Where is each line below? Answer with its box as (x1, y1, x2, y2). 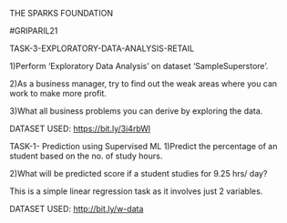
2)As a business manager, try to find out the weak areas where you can (9, 78, 278, 89)
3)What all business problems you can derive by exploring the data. (9, 106, 263, 117)
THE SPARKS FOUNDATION (9, 8, 114, 18)
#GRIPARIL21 (9, 25, 58, 35)
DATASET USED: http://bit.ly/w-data (9, 204, 144, 214)
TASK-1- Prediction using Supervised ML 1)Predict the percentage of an (9, 141, 278, 151)
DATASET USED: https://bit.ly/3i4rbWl (9, 123, 151, 134)
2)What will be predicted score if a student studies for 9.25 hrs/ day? (9, 168, 268, 178)
